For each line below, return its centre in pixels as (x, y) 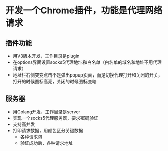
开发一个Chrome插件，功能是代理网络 (84, 10)
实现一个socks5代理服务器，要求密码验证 (55, 118)
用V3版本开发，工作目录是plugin (46, 56)
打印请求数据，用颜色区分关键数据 (48, 130)
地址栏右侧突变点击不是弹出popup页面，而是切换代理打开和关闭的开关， (88, 75)
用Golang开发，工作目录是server (46, 112)
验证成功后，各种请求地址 (47, 143)
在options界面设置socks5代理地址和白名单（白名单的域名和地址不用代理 (87, 62)
